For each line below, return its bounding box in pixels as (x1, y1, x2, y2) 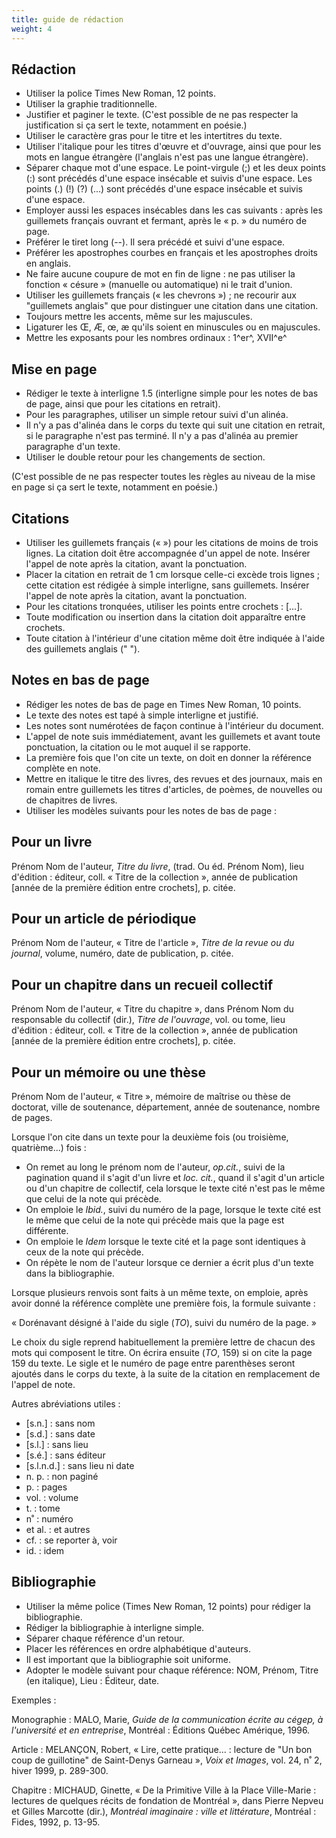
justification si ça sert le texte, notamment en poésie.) (25, 119, 248, 131)
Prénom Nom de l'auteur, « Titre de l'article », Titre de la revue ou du (11, 937, 295, 949)
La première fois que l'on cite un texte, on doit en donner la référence (25, 751, 312, 763)
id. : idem (25, 1545, 65, 1556)
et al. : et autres (25, 1524, 91, 1535)
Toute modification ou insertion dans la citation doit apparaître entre (25, 611, 306, 623)
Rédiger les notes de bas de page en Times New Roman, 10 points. (25, 698, 302, 710)
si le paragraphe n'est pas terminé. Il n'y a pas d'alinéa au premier (25, 430, 299, 442)
